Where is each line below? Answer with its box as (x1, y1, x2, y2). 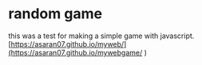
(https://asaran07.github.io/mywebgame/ (8, 48, 143, 57)
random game (8, 5, 102, 23)
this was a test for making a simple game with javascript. (8, 31, 195, 40)
